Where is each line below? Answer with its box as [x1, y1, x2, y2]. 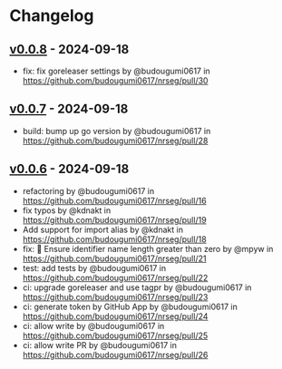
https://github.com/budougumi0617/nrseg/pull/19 [22, 214, 207, 225]
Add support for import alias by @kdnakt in [22, 224, 184, 235]
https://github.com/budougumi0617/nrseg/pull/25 [22, 330, 209, 341]
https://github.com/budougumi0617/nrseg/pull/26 [22, 349, 209, 360]
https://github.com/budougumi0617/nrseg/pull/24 [22, 310, 209, 322]
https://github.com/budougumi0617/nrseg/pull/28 [22, 135, 209, 146]
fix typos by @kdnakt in [22, 205, 112, 216]
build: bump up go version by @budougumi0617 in [22, 125, 211, 136]
